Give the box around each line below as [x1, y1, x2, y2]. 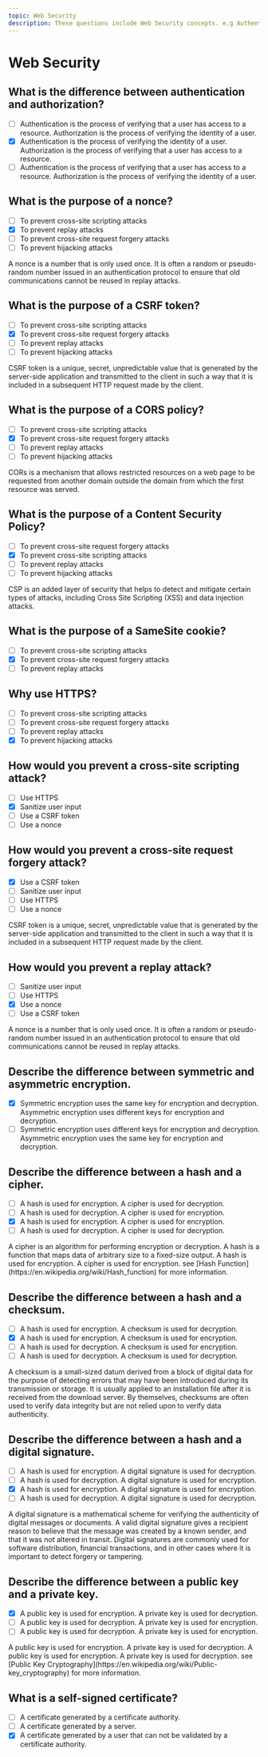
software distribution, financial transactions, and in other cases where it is [8, 1543, 251, 1553]
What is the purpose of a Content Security [8, 508, 223, 522]
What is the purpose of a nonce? [8, 195, 173, 208]
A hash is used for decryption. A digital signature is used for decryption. [19, 1493, 257, 1503]
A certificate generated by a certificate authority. [19, 1712, 181, 1722]
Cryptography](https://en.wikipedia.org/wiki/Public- [47, 1660, 218, 1669]
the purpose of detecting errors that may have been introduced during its [8, 1375, 249, 1386]
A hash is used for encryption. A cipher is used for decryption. [19, 1199, 225, 1208]
